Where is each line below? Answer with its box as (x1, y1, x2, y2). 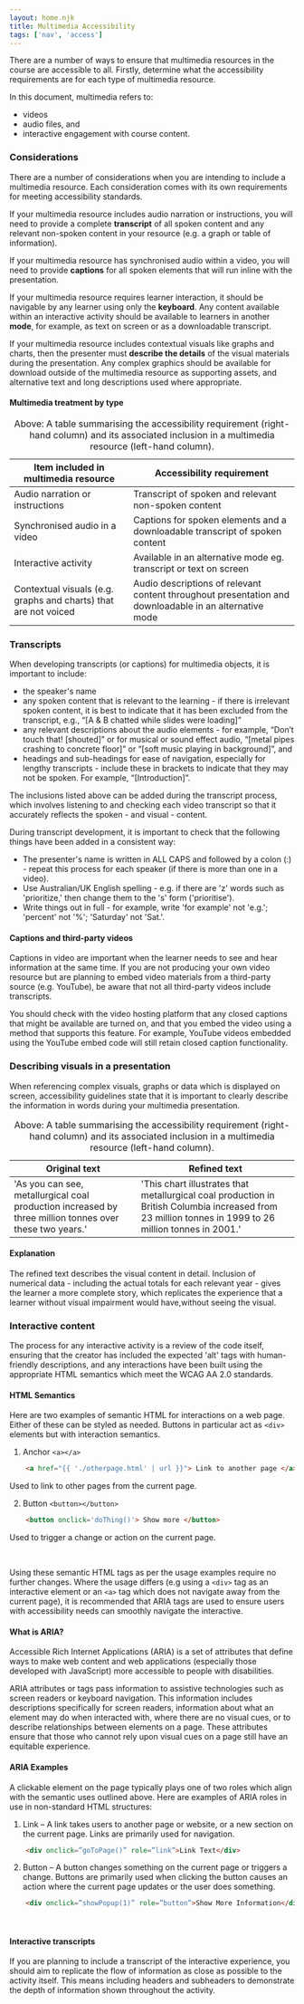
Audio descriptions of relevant (133, 577, 261, 590)
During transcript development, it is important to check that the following (9, 827, 280, 838)
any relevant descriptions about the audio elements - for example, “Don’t (22, 724, 294, 735)
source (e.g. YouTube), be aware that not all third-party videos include (9, 982, 271, 992)
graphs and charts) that (14, 594, 115, 607)
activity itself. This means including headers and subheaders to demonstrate (9, 1975, 295, 1986)
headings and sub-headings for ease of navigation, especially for (22, 753, 266, 764)
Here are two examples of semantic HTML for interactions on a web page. (9, 1410, 285, 1421)
